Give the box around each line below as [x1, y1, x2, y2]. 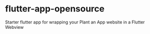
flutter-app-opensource [5, 3, 104, 14]
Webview [5, 24, 24, 30]
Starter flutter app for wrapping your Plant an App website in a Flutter [5, 19, 145, 25]
